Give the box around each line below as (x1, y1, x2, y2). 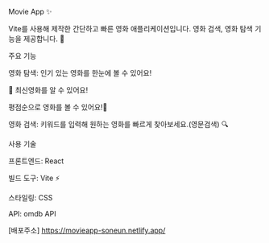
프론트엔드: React (8, 156, 64, 166)
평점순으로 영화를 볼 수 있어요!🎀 (8, 102, 108, 112)
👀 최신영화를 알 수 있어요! (8, 85, 89, 95)
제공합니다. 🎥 (23, 34, 65, 43)
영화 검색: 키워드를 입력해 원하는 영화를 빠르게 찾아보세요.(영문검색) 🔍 (8, 120, 229, 129)
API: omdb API (8, 209, 56, 218)
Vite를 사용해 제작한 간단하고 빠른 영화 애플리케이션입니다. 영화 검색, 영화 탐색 (8, 24, 254, 33)
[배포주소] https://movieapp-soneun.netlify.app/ (8, 225, 166, 235)
